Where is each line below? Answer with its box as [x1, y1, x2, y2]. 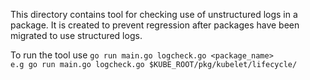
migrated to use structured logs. [10, 30, 143, 41]
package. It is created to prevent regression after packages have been [10, 19, 300, 31]
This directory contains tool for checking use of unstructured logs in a [10, 9, 298, 20]
